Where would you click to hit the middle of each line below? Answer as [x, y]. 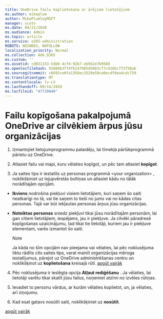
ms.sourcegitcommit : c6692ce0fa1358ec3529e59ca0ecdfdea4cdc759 [71, 73]
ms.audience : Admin [25, 32]
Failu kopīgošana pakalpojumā [68, 115]
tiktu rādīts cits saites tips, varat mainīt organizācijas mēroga [73, 253]
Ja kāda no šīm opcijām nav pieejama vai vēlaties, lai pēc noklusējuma [83, 248]
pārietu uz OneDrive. [33, 155]
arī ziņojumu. [25, 293]
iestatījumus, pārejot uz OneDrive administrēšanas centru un [73, 258]
